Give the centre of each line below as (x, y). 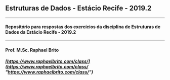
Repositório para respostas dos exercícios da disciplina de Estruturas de (83, 27)
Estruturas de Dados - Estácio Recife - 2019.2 (78, 8)
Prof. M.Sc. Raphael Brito (32, 50)
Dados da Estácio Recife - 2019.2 (41, 32)
